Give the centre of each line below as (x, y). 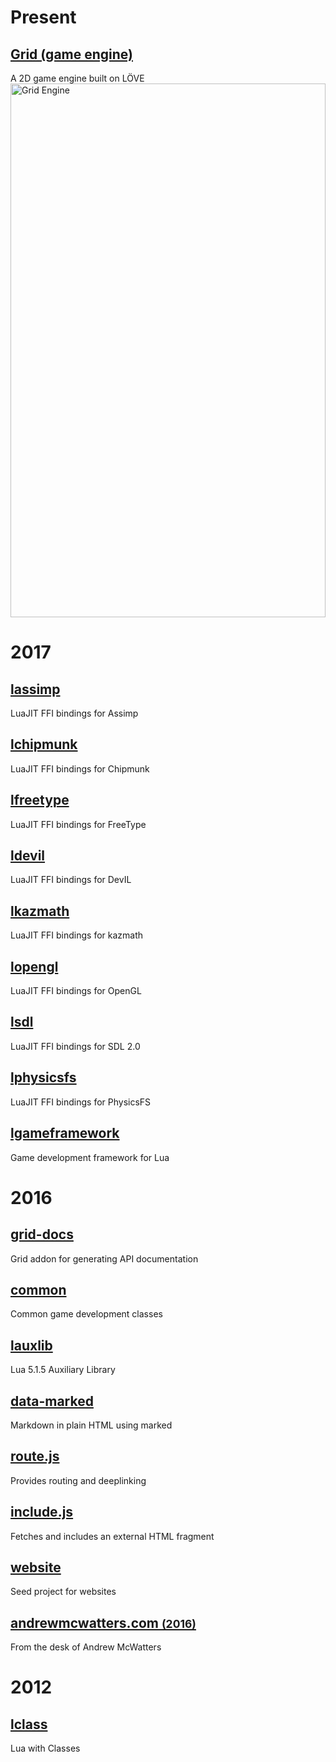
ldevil (28, 856)
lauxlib (31, 1345)
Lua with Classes (45, 1748)
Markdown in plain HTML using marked (91, 1425)
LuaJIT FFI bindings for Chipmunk (80, 768)
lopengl (34, 966)
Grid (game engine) (71, 54)
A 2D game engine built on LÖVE (77, 78)
